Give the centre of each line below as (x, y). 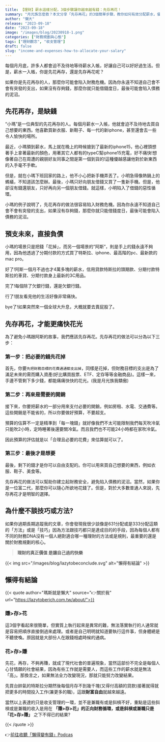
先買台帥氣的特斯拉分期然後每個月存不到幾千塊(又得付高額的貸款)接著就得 (80, 686)
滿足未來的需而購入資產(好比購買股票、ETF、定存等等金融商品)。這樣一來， (82, 375)
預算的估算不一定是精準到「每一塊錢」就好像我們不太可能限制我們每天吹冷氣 (82, 423)
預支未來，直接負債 (34, 234)
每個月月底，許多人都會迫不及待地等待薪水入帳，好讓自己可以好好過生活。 (80, 65)
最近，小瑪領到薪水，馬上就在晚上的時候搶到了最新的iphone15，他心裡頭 (79, 147)
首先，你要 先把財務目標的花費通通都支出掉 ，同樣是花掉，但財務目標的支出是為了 (82, 368)
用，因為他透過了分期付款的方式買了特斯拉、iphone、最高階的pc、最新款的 (81, 253)
